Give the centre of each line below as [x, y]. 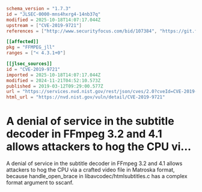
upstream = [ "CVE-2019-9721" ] [44, 25]
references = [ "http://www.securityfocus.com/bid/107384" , [82, 31]
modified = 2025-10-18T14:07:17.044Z [54, 20]
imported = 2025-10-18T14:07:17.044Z [54, 75]
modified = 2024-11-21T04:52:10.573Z [54, 80]
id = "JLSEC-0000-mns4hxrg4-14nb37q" [54, 14]
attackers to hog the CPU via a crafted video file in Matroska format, [91, 170]
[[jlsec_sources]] [29, 64]
